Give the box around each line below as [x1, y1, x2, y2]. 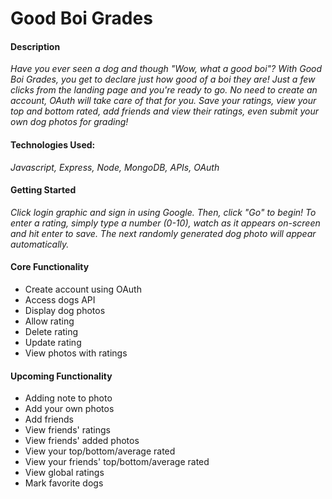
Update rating [24, 337, 82, 348]
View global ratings [24, 467, 105, 479]
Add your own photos [24, 403, 115, 415]
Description [10, 40, 61, 52]
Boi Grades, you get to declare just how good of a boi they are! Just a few [10, 73, 316, 86]
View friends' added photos [24, 435, 140, 447]
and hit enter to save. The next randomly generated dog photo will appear [10, 227, 317, 239]
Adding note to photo [24, 392, 113, 404]
